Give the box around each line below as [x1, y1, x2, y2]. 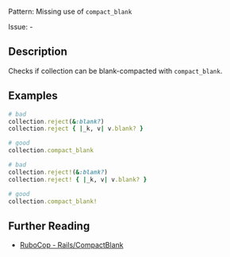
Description [8, 45, 67, 59]
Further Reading [8, 219, 90, 232]
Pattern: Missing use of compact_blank [8, 7, 132, 16]
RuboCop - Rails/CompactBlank [19, 240, 124, 250]
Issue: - [8, 22, 33, 31]
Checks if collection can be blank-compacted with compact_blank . [8, 66, 223, 75]
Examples [8, 89, 58, 102]
